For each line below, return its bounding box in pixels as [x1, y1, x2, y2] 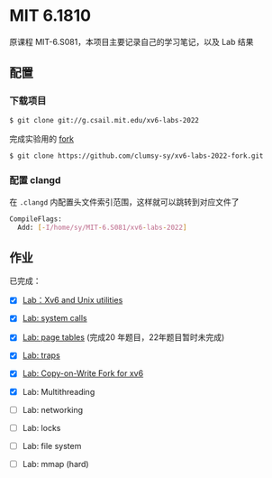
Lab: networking [22, 404, 84, 415]
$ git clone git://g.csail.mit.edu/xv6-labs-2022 [9, 115, 200, 124]
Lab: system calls [22, 313, 87, 324]
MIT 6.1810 [9, 5, 92, 26]
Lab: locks [22, 422, 61, 433]
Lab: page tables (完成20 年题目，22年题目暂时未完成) [22, 332, 225, 343]
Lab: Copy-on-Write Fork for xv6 [22, 368, 144, 379]
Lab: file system [22, 440, 82, 451]
